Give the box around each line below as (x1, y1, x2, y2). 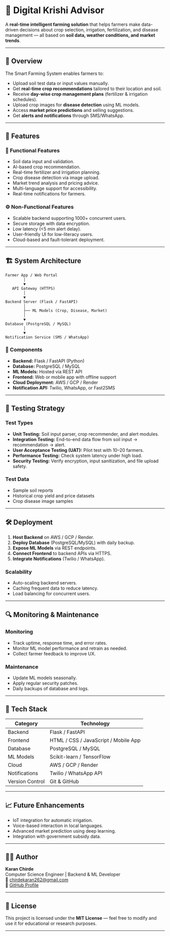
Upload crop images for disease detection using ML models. (12, 101, 140, 108)
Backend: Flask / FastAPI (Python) (12, 358, 85, 364)
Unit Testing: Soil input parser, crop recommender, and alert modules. (12, 431, 159, 437)
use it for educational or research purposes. (5, 920, 97, 926)
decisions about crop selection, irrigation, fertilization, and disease (19, 26, 158, 32)
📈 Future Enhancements (5, 801, 85, 810)
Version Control (8, 777, 45, 785)
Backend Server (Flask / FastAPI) (5, 299, 78, 304)
